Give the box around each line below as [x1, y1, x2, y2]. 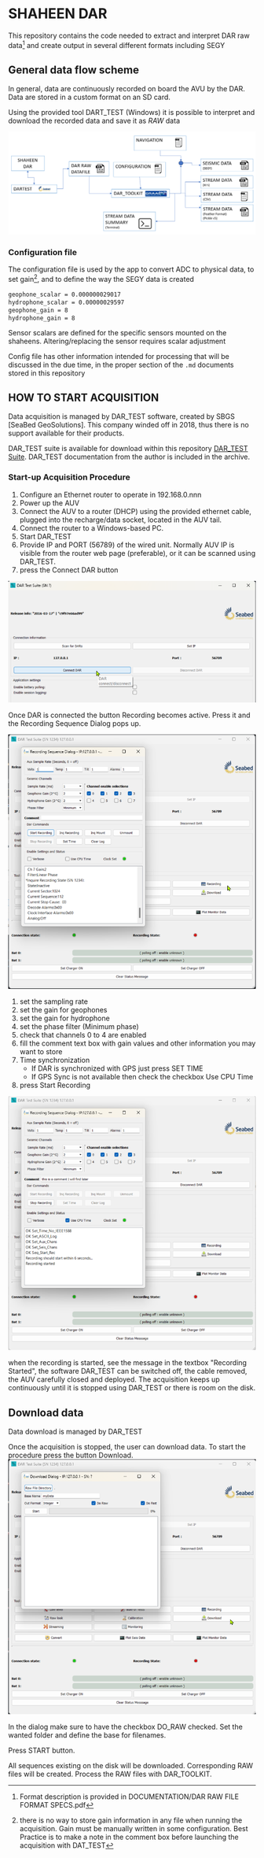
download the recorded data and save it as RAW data [8, 116, 181, 126]
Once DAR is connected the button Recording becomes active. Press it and [8, 710, 251, 720]
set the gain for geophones [19, 1005, 108, 1015]
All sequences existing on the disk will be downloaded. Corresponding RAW [8, 1761, 254, 1771]
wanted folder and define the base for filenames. [8, 1730, 167, 1740]
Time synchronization [19, 1056, 90, 1065]
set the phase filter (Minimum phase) [19, 1022, 139, 1031]
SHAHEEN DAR [8, 5, 108, 23]
